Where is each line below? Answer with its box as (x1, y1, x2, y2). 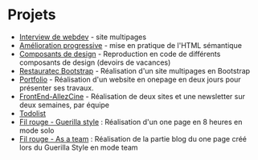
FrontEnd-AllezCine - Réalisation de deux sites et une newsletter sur (18, 91, 246, 101)
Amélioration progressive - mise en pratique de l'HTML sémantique (18, 40, 243, 50)
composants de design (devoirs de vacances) (18, 58, 171, 67)
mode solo (18, 126, 55, 135)
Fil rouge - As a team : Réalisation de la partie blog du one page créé (18, 134, 247, 143)
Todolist (18, 108, 46, 118)
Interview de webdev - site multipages (18, 32, 146, 42)
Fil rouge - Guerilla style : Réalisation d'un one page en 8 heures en (18, 117, 243, 126)
